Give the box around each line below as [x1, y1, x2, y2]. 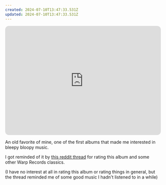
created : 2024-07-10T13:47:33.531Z [5, 7, 79, 12]
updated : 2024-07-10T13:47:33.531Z [5, 12, 79, 17]
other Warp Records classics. [5, 159, 65, 165]
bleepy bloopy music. [5, 144, 49, 150]
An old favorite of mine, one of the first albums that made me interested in [5, 139, 156, 145]
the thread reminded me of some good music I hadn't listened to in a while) [5, 174, 158, 180]
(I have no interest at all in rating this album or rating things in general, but [5, 169, 156, 175]
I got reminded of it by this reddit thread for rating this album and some [5, 154, 150, 160]
